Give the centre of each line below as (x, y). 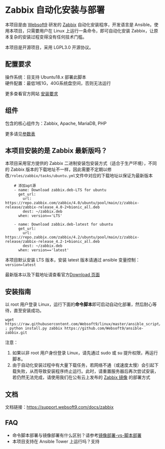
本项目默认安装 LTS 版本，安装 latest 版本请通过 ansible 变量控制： (73, 260)
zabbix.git (16, 333)
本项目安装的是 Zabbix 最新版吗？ (56, 150)
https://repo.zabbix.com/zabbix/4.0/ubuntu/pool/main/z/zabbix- (72, 203)
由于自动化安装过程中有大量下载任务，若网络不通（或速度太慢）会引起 (83, 365)
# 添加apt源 (25, 186)
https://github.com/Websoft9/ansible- (104, 329)
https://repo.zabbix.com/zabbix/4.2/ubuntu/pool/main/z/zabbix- (72, 238)
